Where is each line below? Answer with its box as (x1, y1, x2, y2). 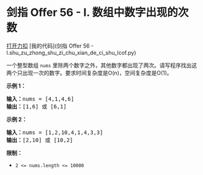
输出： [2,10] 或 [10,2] (6, 137, 73, 143)
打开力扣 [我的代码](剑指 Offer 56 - (6, 42, 94, 49)
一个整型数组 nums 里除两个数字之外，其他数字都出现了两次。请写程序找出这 (6, 62, 197, 69)
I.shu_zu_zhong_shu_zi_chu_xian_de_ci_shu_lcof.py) (6, 49, 136, 56)
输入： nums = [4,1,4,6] (6, 95, 75, 102)
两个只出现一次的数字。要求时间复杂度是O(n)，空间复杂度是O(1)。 (6, 69, 172, 76)
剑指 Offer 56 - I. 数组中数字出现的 (6, 5, 179, 20)
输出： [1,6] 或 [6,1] (6, 103, 67, 110)
